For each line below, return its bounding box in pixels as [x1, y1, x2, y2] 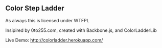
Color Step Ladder [5, 4, 65, 13]
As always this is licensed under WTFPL [5, 17, 89, 23]
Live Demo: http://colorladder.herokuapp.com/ [5, 37, 103, 43]
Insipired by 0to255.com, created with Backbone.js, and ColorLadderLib [5, 27, 157, 33]
